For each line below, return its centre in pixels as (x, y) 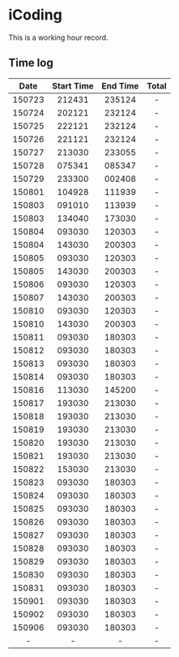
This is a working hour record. (58, 37)
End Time (120, 85)
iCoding (35, 15)
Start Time (73, 85)
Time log (31, 63)
